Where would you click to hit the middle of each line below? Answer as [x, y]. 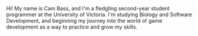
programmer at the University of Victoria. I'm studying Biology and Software [99, 15]
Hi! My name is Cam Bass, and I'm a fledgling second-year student [88, 8]
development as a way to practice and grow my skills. [72, 27]
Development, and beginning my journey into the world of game [84, 21]
